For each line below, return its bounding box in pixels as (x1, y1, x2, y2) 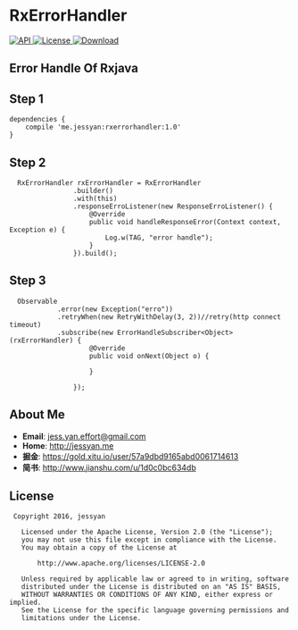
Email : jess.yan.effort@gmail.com (21, 431, 146, 441)
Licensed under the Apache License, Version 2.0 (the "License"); (21, 528, 274, 537)
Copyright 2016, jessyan (12, 512, 105, 521)
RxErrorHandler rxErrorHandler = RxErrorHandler (17, 178, 202, 188)
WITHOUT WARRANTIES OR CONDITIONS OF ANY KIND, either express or (21, 591, 274, 600)
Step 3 (9, 273, 46, 289)
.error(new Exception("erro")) (56, 305, 174, 314)
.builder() (72, 186, 114, 195)
